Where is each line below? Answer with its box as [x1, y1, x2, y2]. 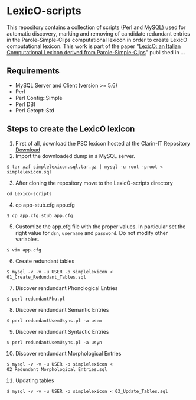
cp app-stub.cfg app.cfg [15, 201, 76, 208]
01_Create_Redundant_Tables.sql [6, 274, 86, 280]
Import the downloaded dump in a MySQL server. [15, 152, 135, 159]
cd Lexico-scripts [6, 191, 52, 196]
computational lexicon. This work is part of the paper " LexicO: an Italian [6, 43, 181, 50]
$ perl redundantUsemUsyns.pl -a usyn [6, 339, 102, 346]
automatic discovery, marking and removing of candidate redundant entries [6, 30, 191, 37]
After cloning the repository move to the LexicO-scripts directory [15, 179, 173, 186]
